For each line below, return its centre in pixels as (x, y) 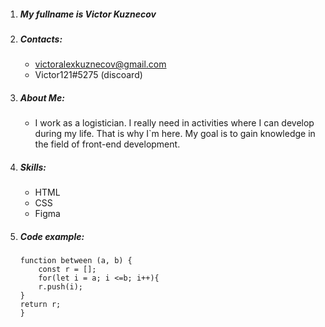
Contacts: (41, 39)
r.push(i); (61, 287)
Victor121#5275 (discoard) (88, 75)
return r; (40, 305)
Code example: (52, 236)
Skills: (33, 167)
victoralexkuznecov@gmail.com (100, 64)
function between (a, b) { (76, 261)
